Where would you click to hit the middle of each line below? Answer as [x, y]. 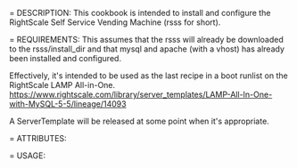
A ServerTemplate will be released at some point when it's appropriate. [139, 121]
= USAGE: [28, 156]
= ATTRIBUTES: [38, 138]
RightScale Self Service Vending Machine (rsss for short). [115, 22]
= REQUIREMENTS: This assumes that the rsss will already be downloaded [146, 40]
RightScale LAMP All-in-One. [62, 85]
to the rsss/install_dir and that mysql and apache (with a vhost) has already [147, 49]
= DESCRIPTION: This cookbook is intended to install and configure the [140, 13]
